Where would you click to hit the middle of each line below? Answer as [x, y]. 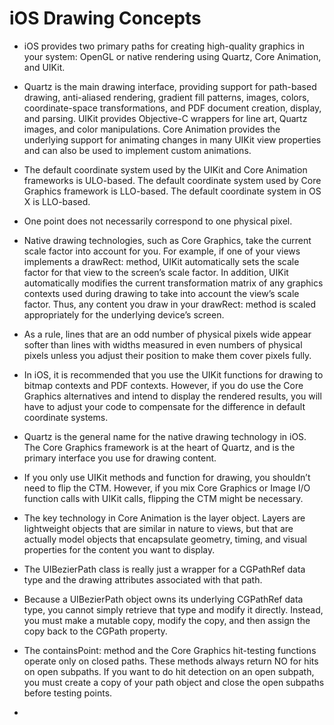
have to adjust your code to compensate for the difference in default [164, 406]
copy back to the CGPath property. [95, 631]
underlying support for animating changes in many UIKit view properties [172, 139]
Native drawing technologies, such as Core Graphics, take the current [167, 240]
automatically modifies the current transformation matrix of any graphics [173, 283]
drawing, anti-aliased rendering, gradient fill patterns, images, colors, [166, 97]
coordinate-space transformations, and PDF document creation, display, [172, 108]
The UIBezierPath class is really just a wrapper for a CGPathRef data [164, 569]
